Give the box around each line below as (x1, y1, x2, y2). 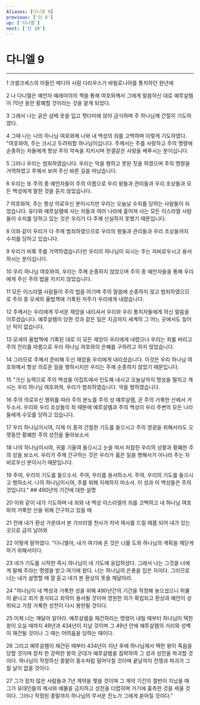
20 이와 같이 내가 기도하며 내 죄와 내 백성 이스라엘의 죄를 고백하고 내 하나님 (6, 499, 180, 506)
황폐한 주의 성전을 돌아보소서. (21, 431, 90, 438)
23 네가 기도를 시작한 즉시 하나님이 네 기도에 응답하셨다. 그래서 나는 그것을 (6, 559, 179, 567)
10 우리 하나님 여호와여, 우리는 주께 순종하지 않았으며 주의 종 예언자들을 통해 (6, 268, 183, 275)
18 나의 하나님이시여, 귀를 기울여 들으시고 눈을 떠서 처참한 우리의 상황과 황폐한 (6, 444, 187, 451)
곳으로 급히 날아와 (6, 527, 48, 534)
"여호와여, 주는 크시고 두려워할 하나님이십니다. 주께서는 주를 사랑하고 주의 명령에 (6, 140, 193, 147)
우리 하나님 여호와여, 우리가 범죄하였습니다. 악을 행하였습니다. (17, 384, 161, 391)
